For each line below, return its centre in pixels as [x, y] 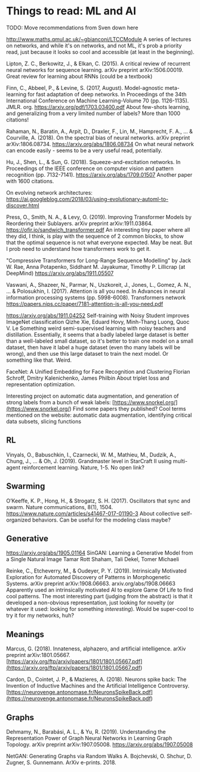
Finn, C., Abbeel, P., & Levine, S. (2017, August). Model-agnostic [85, 87]
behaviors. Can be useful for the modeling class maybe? [101, 520]
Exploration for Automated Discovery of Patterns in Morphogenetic [88, 577]
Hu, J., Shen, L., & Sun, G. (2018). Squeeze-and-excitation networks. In [93, 162]
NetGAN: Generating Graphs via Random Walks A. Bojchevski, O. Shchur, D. [99, 756]
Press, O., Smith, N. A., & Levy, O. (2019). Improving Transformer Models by [99, 217]
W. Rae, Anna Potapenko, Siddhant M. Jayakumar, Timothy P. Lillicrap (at [96, 267]
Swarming [26, 486]
